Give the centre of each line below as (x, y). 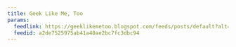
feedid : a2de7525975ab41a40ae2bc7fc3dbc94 (77, 33)
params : (19, 20)
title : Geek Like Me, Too (45, 13)
